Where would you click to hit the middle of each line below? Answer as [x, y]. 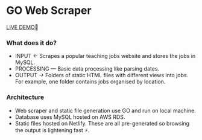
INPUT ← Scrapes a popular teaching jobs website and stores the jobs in [105, 56]
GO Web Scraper [49, 11]
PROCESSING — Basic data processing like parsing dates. [87, 69]
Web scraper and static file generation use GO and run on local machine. [105, 110]
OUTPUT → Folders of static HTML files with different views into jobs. [102, 75]
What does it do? [32, 43]
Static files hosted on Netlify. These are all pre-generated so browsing [102, 123]
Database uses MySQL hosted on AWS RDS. [70, 117]
